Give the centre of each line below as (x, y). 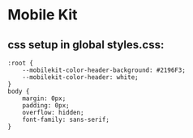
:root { (21, 63)
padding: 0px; (46, 106)
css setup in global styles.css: (86, 45)
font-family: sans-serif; (66, 119)
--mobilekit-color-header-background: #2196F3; (104, 70)
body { (19, 91)
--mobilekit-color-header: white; (80, 77)
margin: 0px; (44, 98)
